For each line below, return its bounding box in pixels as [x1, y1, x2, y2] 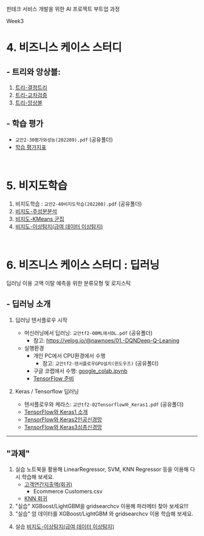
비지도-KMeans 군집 [15, 215, 65, 222]
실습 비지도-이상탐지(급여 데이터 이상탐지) [15, 523, 115, 531]
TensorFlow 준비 [33, 374, 74, 382]
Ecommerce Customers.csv [33, 488, 103, 495]
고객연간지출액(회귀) [24, 481, 73, 488]
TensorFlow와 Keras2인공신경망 [24, 416, 102, 423]
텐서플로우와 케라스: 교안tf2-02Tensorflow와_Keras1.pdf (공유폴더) [24, 400, 184, 408]
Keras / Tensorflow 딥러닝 [15, 388, 79, 395]
